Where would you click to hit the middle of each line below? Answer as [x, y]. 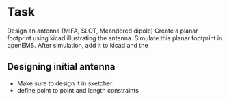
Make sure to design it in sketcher [65, 83]
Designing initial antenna [61, 67]
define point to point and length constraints [78, 90]
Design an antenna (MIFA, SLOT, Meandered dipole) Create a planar [103, 31]
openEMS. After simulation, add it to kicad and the [78, 45]
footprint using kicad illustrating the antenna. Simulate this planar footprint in [115, 38]
